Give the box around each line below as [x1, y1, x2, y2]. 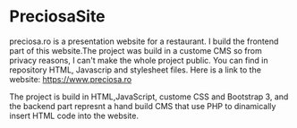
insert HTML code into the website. [9, 110, 139, 121]
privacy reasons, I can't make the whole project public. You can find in [9, 55, 268, 65]
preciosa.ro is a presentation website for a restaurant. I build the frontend [9, 36, 279, 47]
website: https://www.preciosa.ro [9, 73, 132, 84]
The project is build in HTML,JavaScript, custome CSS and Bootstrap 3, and [9, 91, 289, 102]
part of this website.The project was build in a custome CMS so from [9, 45, 262, 55]
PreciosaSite [9, 6, 106, 27]
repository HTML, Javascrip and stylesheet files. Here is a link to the [9, 64, 262, 75]
